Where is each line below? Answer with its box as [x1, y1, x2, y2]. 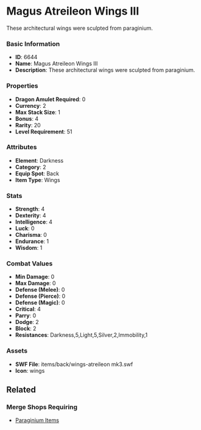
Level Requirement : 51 [15, 128, 72, 135]
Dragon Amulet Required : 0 [15, 96, 86, 103]
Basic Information [6, 40, 60, 48]
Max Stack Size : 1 [15, 108, 61, 116]
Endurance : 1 [15, 238, 49, 245]
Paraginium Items [15, 417, 60, 424]
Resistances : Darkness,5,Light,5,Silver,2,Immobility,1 [15, 331, 148, 339]
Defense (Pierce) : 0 [15, 292, 66, 300]
